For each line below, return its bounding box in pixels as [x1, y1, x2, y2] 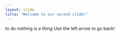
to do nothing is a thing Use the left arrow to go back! [5, 25, 115, 31]
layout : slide [5, 7, 35, 12]
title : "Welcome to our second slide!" [5, 12, 88, 17]
